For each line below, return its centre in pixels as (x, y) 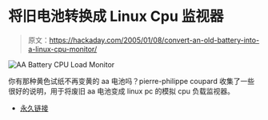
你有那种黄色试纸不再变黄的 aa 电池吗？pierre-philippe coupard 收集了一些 (131, 81)
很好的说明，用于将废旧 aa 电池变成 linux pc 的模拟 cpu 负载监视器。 (121, 91)
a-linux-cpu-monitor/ (62, 49)
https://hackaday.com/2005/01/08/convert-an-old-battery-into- (154, 40)
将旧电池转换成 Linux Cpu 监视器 (116, 16)
